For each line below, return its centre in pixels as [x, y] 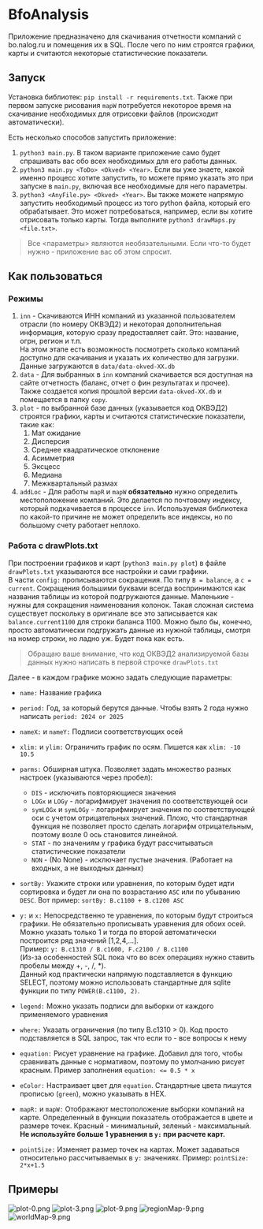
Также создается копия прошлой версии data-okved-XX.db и [120, 391]
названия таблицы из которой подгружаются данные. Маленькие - [121, 596]
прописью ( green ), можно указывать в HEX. [93, 1093]
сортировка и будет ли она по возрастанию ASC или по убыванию [130, 892]
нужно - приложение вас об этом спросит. [99, 251]
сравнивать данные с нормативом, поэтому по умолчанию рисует [132, 1061]
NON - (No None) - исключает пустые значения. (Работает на [132, 859]
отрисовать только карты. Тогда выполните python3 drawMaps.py [128, 219]
